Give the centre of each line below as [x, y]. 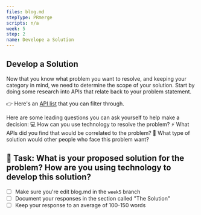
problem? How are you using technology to [89, 168]
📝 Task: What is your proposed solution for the [95, 158]
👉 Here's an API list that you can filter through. [65, 104]
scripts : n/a [23, 23]
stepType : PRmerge [29, 17]
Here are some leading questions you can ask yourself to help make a [93, 117]
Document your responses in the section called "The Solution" [93, 198]
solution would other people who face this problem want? [78, 139]
